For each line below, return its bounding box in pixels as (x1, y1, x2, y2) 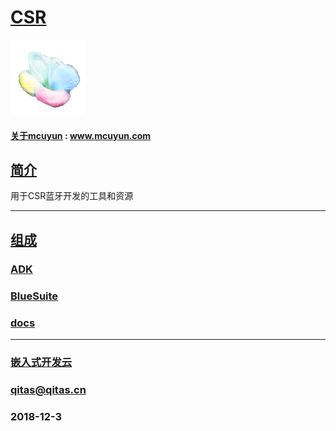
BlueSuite (10, 289, 59, 303)
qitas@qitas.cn (10, 382, 87, 396)
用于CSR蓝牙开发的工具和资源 (10, 190, 134, 202)
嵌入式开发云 (10, 355, 73, 369)
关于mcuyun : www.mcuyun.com (10, 129, 152, 141)
